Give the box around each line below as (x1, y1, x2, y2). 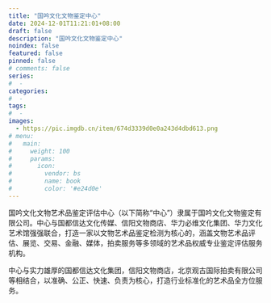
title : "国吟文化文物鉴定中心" (8, 11, 102, 20)
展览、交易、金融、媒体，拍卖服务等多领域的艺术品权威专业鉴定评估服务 (22, 238, 263, 247)
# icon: (8, 162, 56, 170)
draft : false (8, 27, 52, 35)
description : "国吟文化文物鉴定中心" (8, 34, 123, 43)
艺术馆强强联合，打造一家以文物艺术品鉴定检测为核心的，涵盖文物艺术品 (8, 228, 248, 238)
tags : (8, 102, 27, 110)
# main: (8, 139, 42, 148)
